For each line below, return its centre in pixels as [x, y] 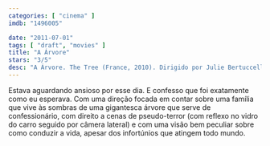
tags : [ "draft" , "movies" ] [57, 45]
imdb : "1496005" [35, 23]
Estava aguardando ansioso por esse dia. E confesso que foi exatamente [129, 90]
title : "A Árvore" [39, 53]
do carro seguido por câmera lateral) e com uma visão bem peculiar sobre [131, 124]
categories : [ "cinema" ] [51, 16]
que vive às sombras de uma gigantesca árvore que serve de [110, 107]
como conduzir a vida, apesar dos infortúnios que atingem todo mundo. [127, 132]
